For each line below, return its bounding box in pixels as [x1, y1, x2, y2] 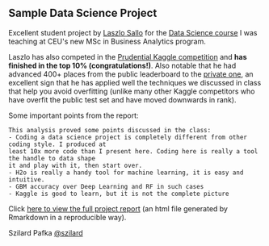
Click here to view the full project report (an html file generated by [8, 203, 229, 213]
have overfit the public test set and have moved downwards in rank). [8, 94, 237, 104]
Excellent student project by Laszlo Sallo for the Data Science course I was [8, 27, 258, 37]
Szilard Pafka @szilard [8, 227, 83, 237]
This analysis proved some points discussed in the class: [8, 126, 212, 134]
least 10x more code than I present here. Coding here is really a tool [8, 147, 258, 156]
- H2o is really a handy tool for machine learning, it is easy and [8, 169, 244, 177]
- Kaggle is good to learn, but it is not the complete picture [8, 190, 229, 198]
